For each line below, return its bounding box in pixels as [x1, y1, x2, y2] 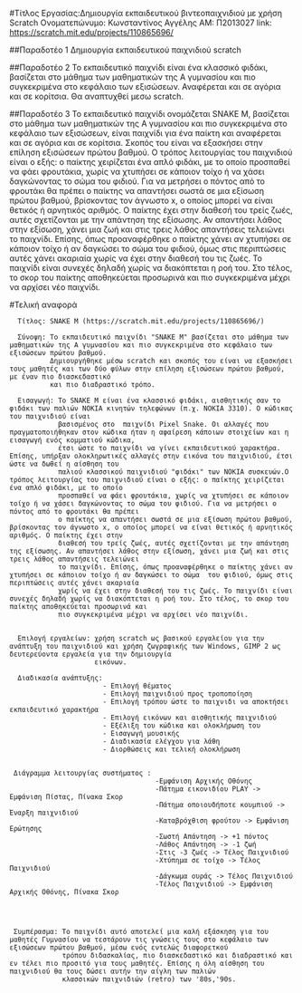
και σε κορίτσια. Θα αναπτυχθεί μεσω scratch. [9, 91, 184, 101]
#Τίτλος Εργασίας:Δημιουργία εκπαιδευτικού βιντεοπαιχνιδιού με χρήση [9, 8, 283, 18]
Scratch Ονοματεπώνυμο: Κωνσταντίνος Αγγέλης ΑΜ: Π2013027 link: [9, 17, 273, 28]
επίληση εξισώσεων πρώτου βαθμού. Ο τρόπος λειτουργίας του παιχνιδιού [9, 147, 293, 158]
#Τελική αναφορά [9, 299, 78, 310]
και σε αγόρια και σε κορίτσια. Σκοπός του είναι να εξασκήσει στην [9, 138, 264, 148]
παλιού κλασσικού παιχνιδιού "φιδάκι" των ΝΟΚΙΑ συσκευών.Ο [57, 468, 289, 477]
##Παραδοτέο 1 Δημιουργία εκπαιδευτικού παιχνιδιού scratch [9, 44, 242, 55]
